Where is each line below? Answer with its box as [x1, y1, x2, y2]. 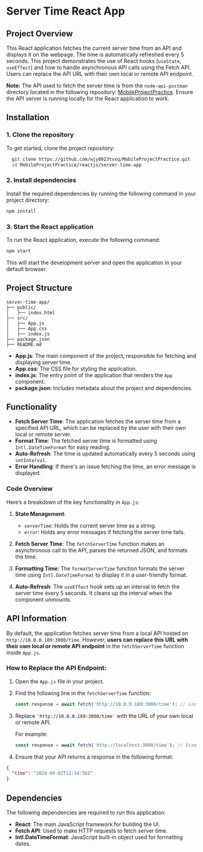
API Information [6, 614, 67, 624]
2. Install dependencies [6, 176, 77, 184]
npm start [6, 247, 31, 254]
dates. [14, 840, 31, 847]
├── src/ [6, 315, 28, 321]
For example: [14, 730, 48, 737]
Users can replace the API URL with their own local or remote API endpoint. [6, 70, 194, 77]
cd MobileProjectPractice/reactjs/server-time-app [11, 162, 142, 168]
